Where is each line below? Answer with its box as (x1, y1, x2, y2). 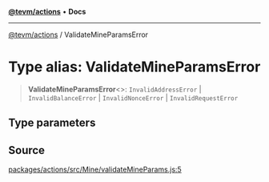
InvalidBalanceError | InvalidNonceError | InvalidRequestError (27, 92, 239, 103)
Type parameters (8, 116, 96, 130)
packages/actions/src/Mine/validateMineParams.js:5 (8, 164, 182, 175)
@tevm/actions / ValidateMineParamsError (8, 30, 149, 39)
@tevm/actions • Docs (8, 7, 86, 16)
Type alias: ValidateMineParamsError (8, 58, 261, 76)
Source (8, 144, 46, 157)
